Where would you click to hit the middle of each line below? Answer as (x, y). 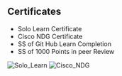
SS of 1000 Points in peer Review (66, 51)
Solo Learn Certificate (50, 28)
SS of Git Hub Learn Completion (65, 44)
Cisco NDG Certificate (50, 36)
